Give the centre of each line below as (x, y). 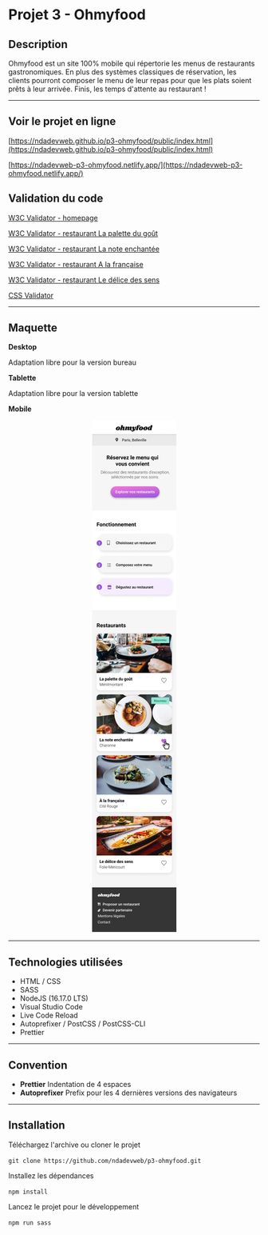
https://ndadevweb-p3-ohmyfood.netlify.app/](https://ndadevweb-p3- (127, 165)
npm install (28, 1192)
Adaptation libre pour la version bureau (73, 362)
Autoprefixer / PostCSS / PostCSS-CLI (83, 1024)
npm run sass (30, 1223)
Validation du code (56, 199)
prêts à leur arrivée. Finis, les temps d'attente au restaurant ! (107, 89)
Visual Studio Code (51, 1007)
